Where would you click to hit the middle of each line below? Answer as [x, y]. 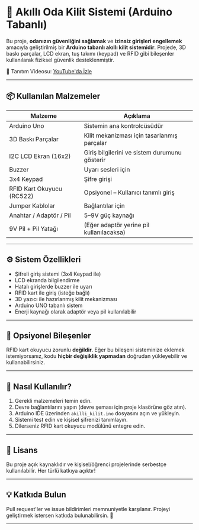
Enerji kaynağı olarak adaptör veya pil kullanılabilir [76, 311]
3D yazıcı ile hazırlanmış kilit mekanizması [66, 299]
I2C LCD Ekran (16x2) [40, 156]
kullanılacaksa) [105, 232]
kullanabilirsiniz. [26, 363]
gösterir [95, 160]
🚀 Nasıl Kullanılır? [39, 387]
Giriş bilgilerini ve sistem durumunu [133, 152]
